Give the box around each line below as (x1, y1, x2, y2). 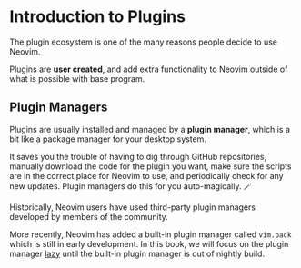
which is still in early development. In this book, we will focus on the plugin (9, 238, 289, 249)
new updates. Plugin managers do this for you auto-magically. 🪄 (9, 180, 252, 192)
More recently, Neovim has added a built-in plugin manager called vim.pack (9, 229, 292, 240)
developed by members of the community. (9, 211, 168, 222)
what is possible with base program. (9, 73, 145, 84)
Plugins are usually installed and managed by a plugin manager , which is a (9, 124, 291, 134)
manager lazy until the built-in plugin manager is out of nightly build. (9, 248, 266, 259)
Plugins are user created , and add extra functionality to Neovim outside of (9, 64, 288, 74)
